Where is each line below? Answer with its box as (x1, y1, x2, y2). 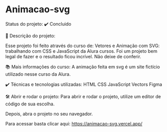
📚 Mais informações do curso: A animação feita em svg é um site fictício (5, 63, 160, 70)
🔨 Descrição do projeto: (5, 32, 55, 39)
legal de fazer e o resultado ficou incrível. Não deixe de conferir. (5, 53, 141, 59)
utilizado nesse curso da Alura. (5, 71, 71, 77)
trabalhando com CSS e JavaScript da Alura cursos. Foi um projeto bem (5, 48, 158, 54)
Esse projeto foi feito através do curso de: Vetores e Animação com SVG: (5, 42, 160, 49)
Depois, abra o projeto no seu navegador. (5, 111, 94, 117)
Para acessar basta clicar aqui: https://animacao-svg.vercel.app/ (5, 120, 143, 126)
